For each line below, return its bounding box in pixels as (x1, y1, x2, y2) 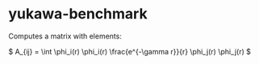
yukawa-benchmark (8, 5, 148, 23)
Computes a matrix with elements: (8, 31, 123, 41)
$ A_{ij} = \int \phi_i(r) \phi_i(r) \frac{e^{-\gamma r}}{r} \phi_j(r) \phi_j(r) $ (8, 46, 252, 56)
